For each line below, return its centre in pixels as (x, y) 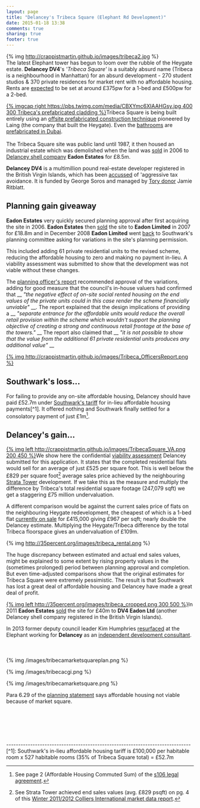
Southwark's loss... (43, 382)
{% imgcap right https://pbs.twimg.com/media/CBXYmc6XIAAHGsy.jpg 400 (99, 106)
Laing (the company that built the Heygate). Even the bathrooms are (89, 125)
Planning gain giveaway (51, 206)
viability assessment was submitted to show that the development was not (97, 264)
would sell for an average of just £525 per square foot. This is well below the (100, 468)
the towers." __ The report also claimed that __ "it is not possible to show (95, 332)
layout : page (22, 12)
